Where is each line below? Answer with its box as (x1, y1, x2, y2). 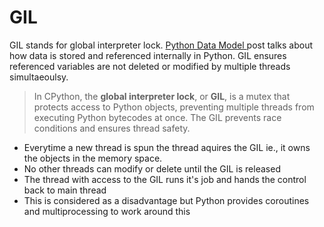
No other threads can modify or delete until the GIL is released (23, 162, 281, 175)
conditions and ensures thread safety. (33, 122, 191, 134)
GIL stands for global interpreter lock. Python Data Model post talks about (9, 39, 314, 51)
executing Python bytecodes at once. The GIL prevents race (33, 111, 282, 123)
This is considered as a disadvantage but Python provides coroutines (23, 194, 310, 206)
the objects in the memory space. (23, 152, 163, 164)
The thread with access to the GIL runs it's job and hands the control (23, 173, 307, 185)
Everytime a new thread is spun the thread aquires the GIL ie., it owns (23, 141, 311, 153)
